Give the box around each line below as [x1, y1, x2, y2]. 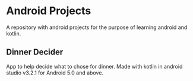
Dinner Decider [6, 47, 64, 57]
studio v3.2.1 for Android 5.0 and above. [6, 69, 104, 76]
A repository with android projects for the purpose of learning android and [6, 24, 188, 31]
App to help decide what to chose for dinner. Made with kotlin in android [6, 63, 183, 70]
